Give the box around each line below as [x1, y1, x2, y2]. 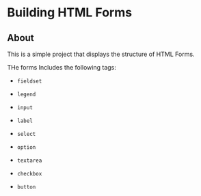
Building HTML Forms [7, 5, 132, 20]
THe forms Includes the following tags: [7, 64, 116, 71]
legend [16, 91, 36, 98]
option [16, 144, 36, 151]
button [16, 184, 36, 191]
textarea [16, 157, 42, 164]
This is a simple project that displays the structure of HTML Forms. [7, 50, 195, 58]
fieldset [16, 78, 42, 85]
